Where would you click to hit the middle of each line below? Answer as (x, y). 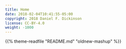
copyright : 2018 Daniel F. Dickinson (43, 18)
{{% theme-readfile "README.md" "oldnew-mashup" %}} (63, 41)
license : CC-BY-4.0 (25, 23)
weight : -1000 (20, 28)
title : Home (17, 9)
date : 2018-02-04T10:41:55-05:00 (39, 14)
